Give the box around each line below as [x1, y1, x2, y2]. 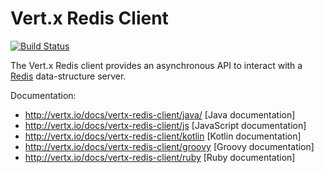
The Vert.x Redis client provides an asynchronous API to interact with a [10, 59, 303, 71]
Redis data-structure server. [10, 70, 127, 82]
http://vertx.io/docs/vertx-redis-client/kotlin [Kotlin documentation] [24, 130, 302, 142]
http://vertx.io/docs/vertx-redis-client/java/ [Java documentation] [24, 108, 296, 121]
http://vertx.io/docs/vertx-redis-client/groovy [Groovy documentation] [24, 140, 315, 152]
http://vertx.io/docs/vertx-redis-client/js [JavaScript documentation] [24, 119, 307, 131]
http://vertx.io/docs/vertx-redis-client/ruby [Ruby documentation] [24, 151, 296, 163]
